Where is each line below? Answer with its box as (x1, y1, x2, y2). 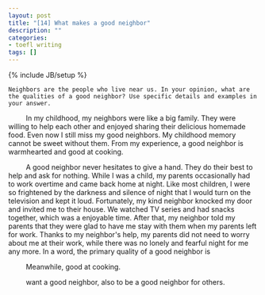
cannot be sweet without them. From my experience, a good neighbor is (8, 139, 244, 147)
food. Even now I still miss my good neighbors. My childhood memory (8, 130, 236, 140)
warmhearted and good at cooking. (8, 147, 124, 156)
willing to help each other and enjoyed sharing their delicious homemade (8, 122, 246, 131)
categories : (8, 33, 48, 42)
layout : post (8, 11, 52, 20)
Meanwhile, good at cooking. (25, 262, 121, 271)
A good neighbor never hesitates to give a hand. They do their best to (25, 163, 253, 171)
